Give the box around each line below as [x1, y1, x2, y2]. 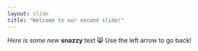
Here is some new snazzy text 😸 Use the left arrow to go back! [7, 36, 192, 44]
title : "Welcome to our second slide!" [7, 17, 125, 24]
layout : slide [7, 10, 49, 17]
